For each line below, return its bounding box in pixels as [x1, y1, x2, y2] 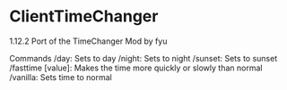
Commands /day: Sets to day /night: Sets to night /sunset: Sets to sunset [9, 53, 278, 63]
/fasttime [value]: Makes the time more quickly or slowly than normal [9, 62, 263, 73]
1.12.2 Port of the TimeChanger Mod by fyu [9, 36, 168, 46]
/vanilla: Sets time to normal [9, 71, 112, 82]
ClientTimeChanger [9, 6, 159, 27]
